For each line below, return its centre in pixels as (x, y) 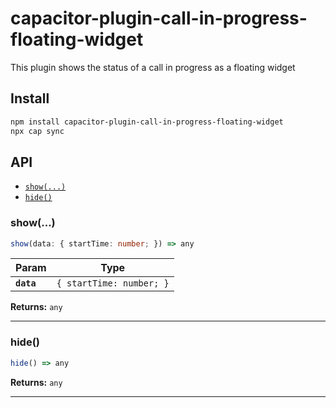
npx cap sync (37, 131)
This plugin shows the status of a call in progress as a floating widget (153, 67)
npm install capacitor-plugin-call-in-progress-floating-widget (147, 122)
